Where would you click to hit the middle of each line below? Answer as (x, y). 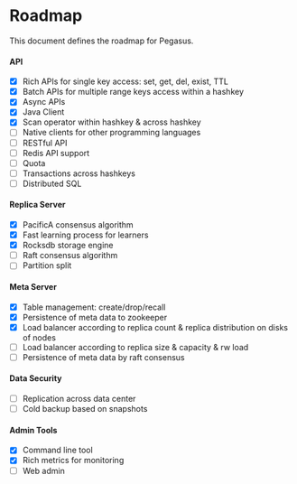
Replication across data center (79, 399)
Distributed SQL (52, 183)
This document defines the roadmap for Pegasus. (102, 41)
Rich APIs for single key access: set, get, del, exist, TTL (125, 81)
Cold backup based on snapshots (85, 409)
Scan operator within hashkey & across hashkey (111, 122)
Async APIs (44, 102)
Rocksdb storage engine (68, 246)
